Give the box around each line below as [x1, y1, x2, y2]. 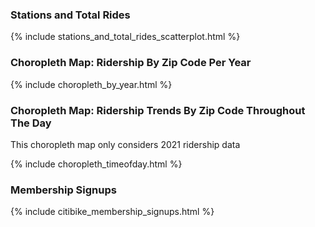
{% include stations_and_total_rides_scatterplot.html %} [10, 31, 241, 43]
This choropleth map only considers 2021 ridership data [10, 138, 241, 150]
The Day [10, 116, 52, 130]
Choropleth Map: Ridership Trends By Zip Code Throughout [10, 103, 306, 117]
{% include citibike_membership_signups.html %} [10, 206, 215, 218]
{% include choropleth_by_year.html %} [10, 78, 173, 90]
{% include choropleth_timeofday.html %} [10, 158, 183, 170]
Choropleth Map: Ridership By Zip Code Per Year [10, 56, 252, 70]
